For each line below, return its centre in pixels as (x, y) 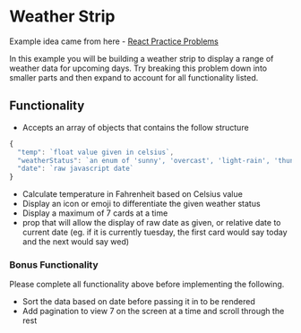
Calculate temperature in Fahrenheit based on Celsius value (133, 194)
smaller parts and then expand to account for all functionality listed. (134, 77)
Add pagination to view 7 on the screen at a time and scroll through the (153, 312)
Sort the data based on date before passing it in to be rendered (138, 302)
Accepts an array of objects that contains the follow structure (135, 127)
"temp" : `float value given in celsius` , (96, 152)
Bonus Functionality (54, 265)
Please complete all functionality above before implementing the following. (147, 285)
